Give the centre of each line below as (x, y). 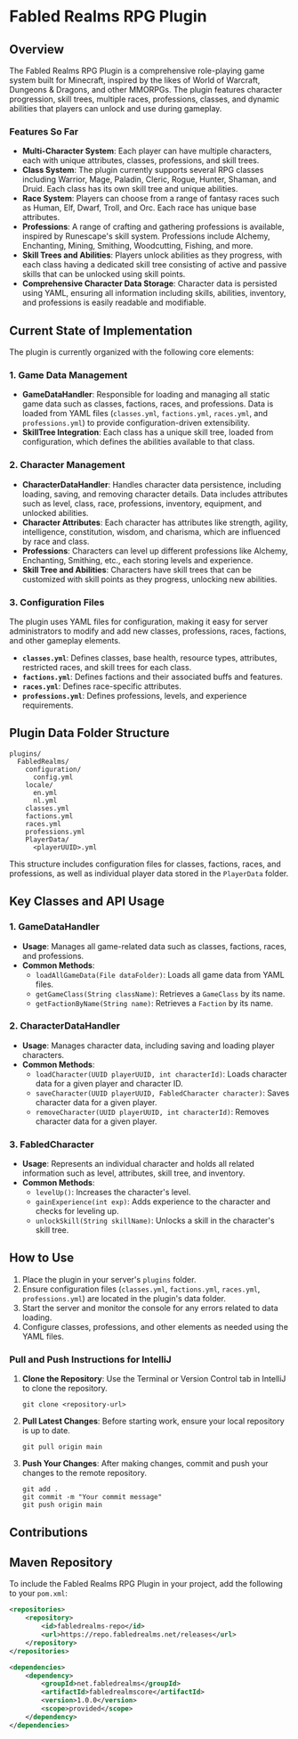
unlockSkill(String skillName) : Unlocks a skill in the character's (155, 1221)
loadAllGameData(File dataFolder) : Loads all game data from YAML (160, 974)
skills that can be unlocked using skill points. (104, 275)
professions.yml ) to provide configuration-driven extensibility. (136, 423)
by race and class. (56, 541)
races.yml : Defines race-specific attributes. (102, 686)
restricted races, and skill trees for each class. (107, 667)
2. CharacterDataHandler (64, 1026)
